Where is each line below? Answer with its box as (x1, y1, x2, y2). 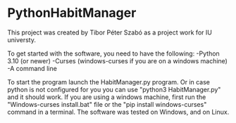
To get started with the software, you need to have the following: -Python (7, 49, 220, 58)
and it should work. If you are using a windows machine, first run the (7, 93, 206, 101)
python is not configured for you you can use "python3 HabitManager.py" (7, 85, 221, 93)
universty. (7, 35, 37, 44)
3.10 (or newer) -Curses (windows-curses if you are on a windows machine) (7, 56, 228, 65)
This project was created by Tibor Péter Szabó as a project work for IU (7, 28, 213, 37)
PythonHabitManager (7, 5, 137, 21)
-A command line (7, 64, 58, 72)
